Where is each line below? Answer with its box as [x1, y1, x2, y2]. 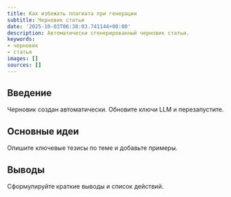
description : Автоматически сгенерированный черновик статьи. [7, 29, 190, 37]
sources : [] [7, 62, 41, 68]
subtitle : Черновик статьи [7, 17, 85, 24]
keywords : [7, 36, 36, 43]
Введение [7, 87, 52, 99]
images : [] [7, 55, 39, 62]
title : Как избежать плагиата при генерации [7, 10, 137, 17]
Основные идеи [7, 125, 79, 137]
